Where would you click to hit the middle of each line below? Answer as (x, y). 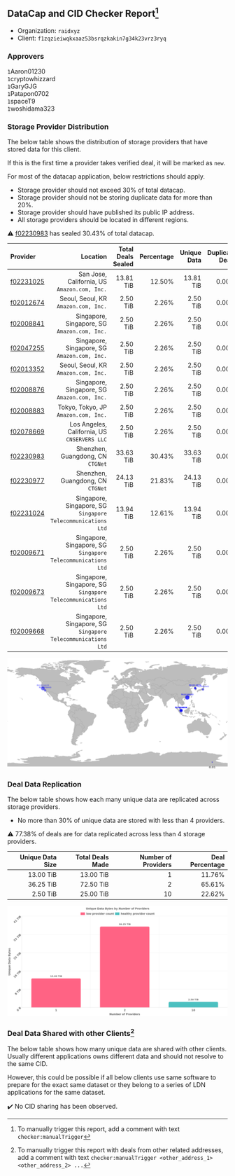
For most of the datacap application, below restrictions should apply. (106, 177)
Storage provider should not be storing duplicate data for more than (115, 198)
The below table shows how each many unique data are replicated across (113, 800)
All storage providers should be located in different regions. (103, 220)
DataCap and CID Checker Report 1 (83, 13)
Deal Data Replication (44, 784)
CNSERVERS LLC (86, 440)
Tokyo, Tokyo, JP (82, 407)
